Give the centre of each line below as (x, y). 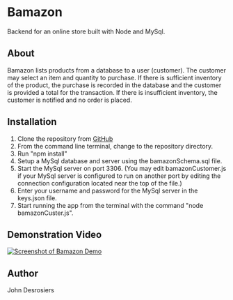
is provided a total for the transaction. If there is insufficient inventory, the (112, 92)
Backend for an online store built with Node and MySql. (86, 31)
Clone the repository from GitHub (65, 138)
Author (23, 273)
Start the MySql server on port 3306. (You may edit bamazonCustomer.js (122, 168)
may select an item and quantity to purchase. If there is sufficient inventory (114, 77)
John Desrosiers (31, 290)
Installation (32, 122)
